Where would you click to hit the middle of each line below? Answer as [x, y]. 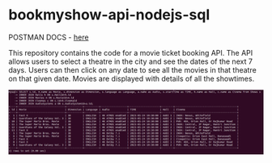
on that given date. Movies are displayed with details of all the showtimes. [132, 78]
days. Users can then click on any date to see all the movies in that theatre [132, 69]
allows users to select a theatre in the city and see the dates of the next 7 [131, 61]
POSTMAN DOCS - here [49, 37]
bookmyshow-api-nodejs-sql [109, 15]
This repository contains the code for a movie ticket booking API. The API [131, 52]
